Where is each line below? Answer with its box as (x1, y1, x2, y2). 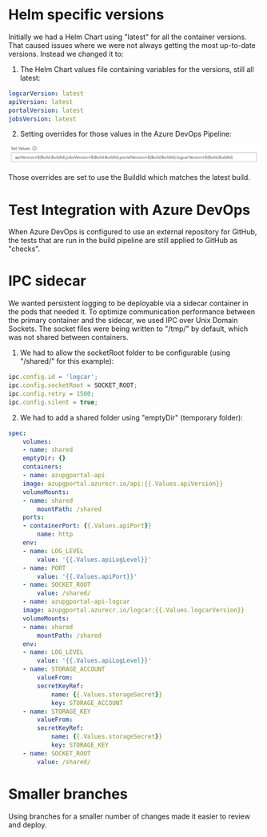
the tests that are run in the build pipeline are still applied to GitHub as (8, 236, 238, 245)
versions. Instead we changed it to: (8, 49, 124, 58)
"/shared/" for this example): (19, 357, 114, 366)
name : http (37, 530, 74, 539)
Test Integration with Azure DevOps (8, 201, 251, 219)
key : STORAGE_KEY (50, 741, 110, 749)
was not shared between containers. (8, 333, 130, 342)
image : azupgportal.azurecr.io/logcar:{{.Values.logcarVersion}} (22, 606, 245, 615)
